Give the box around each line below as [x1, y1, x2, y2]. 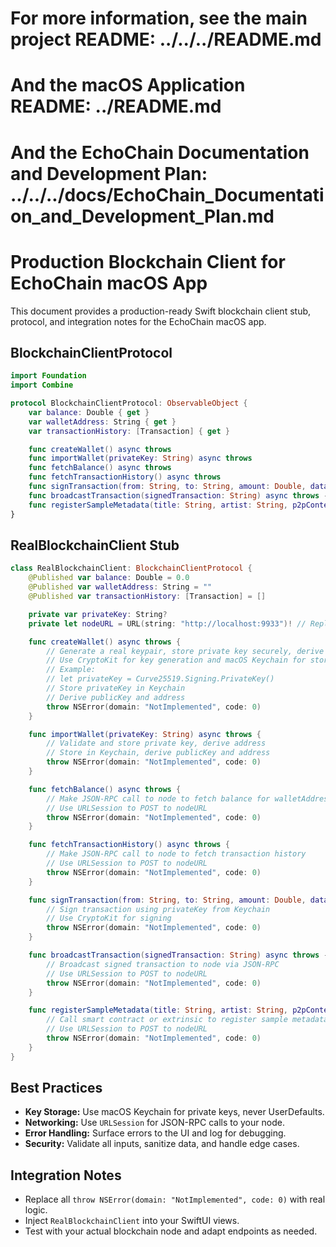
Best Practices [10, 1080, 103, 1097]
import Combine [10, 380, 74, 391]
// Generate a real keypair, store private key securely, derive [46, 646, 325, 656]
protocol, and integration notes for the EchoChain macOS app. [10, 315, 267, 327]
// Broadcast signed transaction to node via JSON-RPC [46, 959, 280, 969]
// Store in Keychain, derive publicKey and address [46, 748, 271, 758]
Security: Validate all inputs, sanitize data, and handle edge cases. [24, 1138, 300, 1150]
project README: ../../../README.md [10, 28, 322, 51]
